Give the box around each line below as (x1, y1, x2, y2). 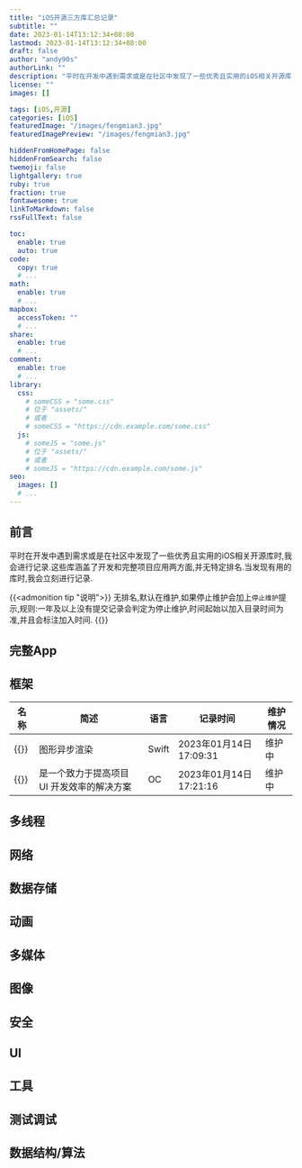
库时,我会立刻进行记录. (9, 573, 93, 584)
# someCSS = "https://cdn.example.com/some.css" (25, 422, 211, 431)
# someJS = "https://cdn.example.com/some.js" (25, 464, 203, 473)
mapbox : (9, 304, 39, 313)
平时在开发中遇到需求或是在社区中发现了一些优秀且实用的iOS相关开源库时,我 (9, 550, 293, 561)
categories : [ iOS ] (9, 113, 78, 122)
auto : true (17, 246, 58, 255)
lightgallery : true (9, 171, 83, 180)
